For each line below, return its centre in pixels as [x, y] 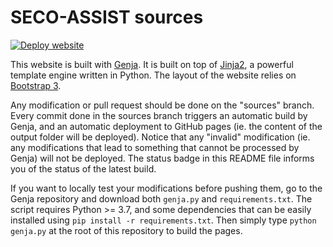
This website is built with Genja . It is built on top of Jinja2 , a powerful [152, 64]
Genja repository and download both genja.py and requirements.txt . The [161, 198]
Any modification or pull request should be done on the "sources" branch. [162, 105]
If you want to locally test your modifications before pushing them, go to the [166, 188]
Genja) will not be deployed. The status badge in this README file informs [162, 158]
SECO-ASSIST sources [107, 17]
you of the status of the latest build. [83, 168]
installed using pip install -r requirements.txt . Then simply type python [163, 220]
